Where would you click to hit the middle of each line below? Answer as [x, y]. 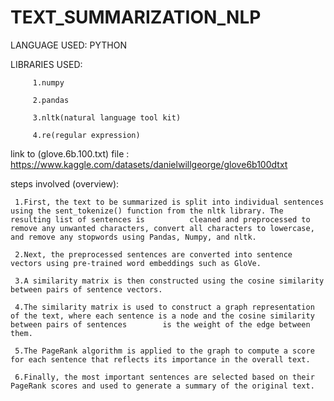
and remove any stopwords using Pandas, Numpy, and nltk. [133, 237]
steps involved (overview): [65, 183]
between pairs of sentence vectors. [86, 289]
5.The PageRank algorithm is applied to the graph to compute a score [164, 351]
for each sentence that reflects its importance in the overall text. [160, 359]
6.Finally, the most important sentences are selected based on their [164, 377]
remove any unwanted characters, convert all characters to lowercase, [162, 228]
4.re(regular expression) [86, 135]
